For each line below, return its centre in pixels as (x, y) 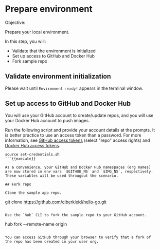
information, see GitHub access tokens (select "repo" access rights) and (78, 140)
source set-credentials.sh (32, 154)
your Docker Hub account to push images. (47, 120)
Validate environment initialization (58, 77)
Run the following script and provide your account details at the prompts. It (80, 130)
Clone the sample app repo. (34, 193)
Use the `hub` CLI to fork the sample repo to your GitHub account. (76, 215)
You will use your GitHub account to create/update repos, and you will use (79, 115)
